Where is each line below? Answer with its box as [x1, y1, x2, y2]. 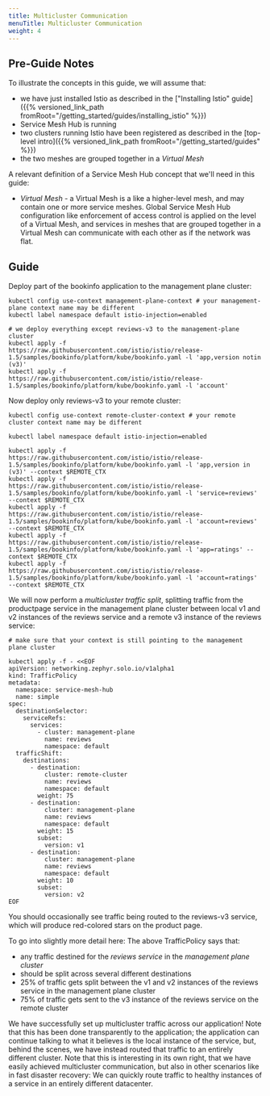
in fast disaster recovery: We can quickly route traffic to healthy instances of [8, 1070, 263, 1080]
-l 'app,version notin [185, 353, 262, 362]
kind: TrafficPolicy [8, 671, 78, 680]
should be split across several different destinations [19, 969, 192, 978]
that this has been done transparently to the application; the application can [8, 1027, 260, 1037]
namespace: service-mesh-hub [15, 686, 114, 694]
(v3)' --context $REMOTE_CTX [8, 468, 106, 476]
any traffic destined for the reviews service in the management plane [19, 952, 250, 961]
